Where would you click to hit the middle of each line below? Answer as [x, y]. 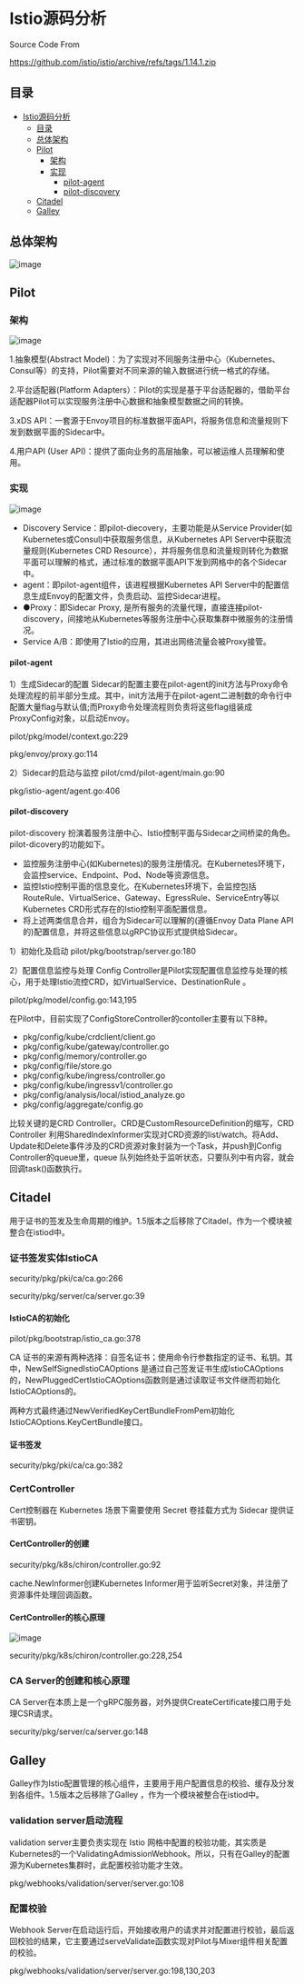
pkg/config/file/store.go [67, 1065]
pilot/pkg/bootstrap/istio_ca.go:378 [75, 1339]
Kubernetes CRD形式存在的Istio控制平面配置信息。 [117, 909]
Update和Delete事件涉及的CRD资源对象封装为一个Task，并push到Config [146, 1145]
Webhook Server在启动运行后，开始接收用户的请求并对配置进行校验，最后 [148, 1930]
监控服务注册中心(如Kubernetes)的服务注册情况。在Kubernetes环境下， [156, 863]
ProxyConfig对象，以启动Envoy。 [72, 718]
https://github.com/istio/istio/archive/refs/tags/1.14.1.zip [113, 62]
